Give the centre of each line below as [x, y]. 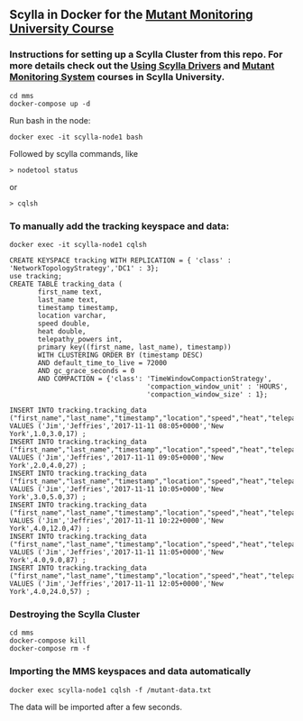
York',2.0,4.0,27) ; [48, 465]
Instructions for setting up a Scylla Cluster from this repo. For [146, 55]
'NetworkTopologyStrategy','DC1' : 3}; [84, 268]
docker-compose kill [48, 641]
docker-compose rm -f [50, 649]
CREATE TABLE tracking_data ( [66, 284]
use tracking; [36, 276]
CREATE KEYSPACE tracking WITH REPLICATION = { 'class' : [120, 260]
